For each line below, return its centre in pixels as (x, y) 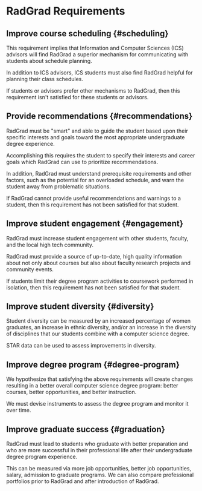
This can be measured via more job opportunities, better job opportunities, (99, 469)
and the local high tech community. (50, 245)
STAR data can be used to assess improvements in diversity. (81, 346)
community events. (30, 269)
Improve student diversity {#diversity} (80, 307)
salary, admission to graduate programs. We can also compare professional (100, 475)
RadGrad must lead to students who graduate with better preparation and (97, 444)
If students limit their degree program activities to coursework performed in (100, 281)
